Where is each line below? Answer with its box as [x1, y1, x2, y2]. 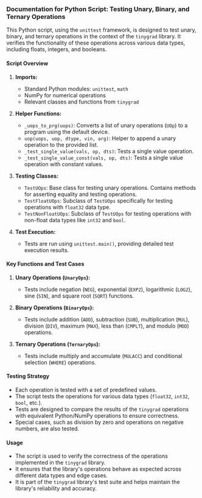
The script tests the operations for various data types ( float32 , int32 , [15, 392, 190, 400]
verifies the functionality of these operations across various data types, [6, 39, 186, 47]
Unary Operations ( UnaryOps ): [15, 273, 91, 281]
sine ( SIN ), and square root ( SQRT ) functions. [24, 292, 134, 300]
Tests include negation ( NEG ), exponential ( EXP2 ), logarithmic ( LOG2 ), [24, 286, 192, 293]
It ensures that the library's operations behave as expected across [15, 465, 181, 473]
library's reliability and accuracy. [15, 485, 97, 492]
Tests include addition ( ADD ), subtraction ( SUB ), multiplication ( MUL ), [24, 315, 190, 323]
